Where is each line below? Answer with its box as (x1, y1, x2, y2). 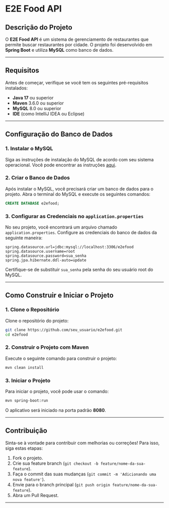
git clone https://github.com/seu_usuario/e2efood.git (5, 327, 123, 332)
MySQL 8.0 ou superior (12, 105, 61, 111)
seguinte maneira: (5, 235, 43, 241)
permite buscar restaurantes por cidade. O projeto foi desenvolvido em (5, 42, 152, 48)
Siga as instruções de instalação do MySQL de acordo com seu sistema (5, 156, 154, 162)
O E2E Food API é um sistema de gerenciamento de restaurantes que (5, 36, 149, 42)
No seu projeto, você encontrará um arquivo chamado (5, 224, 117, 230)
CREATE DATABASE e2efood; (5, 200, 59, 206)
